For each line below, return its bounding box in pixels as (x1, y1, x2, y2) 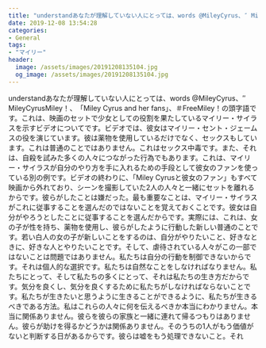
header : (8, 56, 34, 64)
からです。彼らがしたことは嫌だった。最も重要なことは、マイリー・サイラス (8, 192, 258, 202)
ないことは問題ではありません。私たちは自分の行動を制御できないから (14, 251, 245, 262)
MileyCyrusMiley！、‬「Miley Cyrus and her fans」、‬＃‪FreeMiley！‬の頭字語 (8, 103, 250, 113)
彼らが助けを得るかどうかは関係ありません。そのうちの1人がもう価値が (21, 321, 254, 331)
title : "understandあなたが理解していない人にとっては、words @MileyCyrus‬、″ (8, 11, 249, 20)
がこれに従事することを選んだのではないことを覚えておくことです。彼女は (8, 202, 251, 212)
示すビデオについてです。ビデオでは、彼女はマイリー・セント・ (21, 123, 230, 132)
